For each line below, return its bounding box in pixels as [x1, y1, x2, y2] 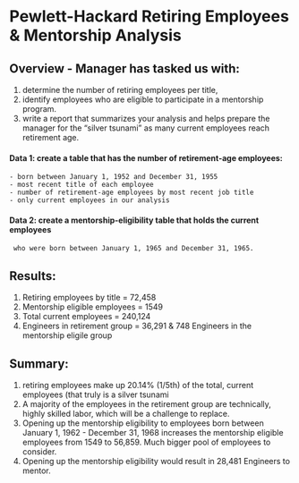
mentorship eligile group [21, 330, 113, 341]
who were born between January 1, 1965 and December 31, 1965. [13, 244, 254, 253]
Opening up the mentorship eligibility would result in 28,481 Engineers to [21, 456, 291, 467]
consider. [21, 446, 57, 457]
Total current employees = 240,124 [21, 311, 151, 322]
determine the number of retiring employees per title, [21, 85, 218, 95]
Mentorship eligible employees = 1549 [21, 301, 164, 312]
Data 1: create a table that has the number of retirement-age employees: [9, 152, 284, 163]
